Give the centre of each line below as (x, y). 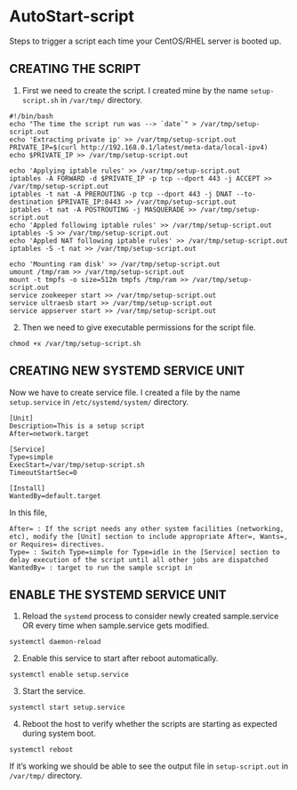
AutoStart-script (72, 16)
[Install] (28, 488)
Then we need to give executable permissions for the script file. (139, 327)
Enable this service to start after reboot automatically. (120, 658)
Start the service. (54, 691)
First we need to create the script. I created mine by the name (135, 90)
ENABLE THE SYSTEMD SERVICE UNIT (118, 595)
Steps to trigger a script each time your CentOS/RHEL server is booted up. (145, 41)
